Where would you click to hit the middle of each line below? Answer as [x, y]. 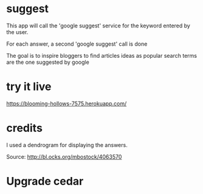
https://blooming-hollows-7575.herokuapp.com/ [67, 103]
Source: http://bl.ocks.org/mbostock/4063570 [64, 156]
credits [24, 128]
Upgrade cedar [45, 181]
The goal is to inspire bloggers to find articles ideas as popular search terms [102, 55]
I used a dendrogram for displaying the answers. [67, 145]
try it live [29, 87]
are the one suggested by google [48, 62]
